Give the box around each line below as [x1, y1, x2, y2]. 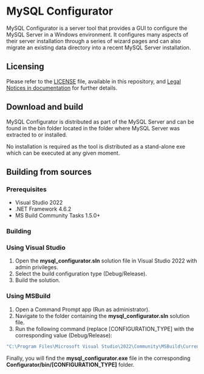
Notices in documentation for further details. [6, 84, 118, 91]
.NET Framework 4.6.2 [15, 205, 72, 213]
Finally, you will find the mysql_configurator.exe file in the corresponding [6, 355, 191, 362]
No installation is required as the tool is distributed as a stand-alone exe [6, 143, 186, 150]
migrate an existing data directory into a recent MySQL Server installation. [6, 44, 191, 51]
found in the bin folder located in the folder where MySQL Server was [6, 124, 180, 132]
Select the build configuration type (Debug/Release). [15, 270, 148, 278]
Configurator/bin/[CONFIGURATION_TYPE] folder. [6, 361, 135, 368]
